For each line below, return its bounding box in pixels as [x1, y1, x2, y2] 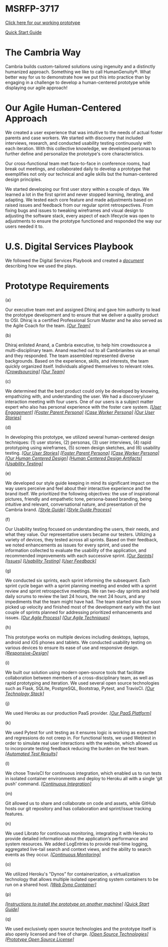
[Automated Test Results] [5, 751, 57, 757]
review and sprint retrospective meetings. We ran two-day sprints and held [5, 588, 159, 594]
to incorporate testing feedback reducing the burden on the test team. [5, 745, 149, 751]
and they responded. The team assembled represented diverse [5, 353, 135, 359]
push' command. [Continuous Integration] [5, 781, 91, 787]
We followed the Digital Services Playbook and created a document [5, 257, 144, 263]
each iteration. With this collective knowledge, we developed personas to [5, 145, 156, 151]
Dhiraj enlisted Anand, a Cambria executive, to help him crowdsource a [5, 342, 151, 348]
